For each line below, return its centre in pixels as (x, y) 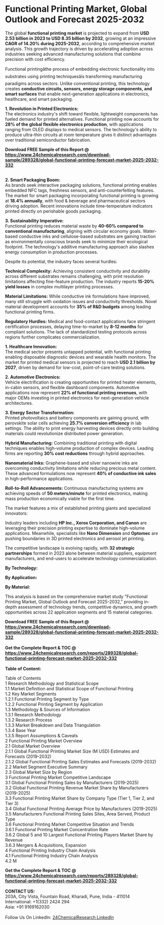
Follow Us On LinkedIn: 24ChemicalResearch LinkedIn (59, 917)
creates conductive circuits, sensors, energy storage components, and (79, 88)
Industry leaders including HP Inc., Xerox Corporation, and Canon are (76, 523)
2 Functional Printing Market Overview (44, 741)
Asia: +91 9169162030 (27, 907)
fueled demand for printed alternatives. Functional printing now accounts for (82, 119)
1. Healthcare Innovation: (31, 346)
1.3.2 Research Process (29, 720)
